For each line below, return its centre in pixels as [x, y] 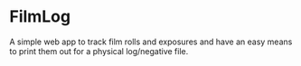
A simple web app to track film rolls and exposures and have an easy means [151, 42]
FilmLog [40, 17]
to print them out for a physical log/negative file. [99, 51]
